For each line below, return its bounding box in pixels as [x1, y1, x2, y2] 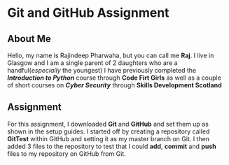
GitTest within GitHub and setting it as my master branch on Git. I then [7, 134, 210, 143]
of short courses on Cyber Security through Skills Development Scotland [7, 81, 222, 89]
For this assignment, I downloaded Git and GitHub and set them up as [7, 120, 209, 128]
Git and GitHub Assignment [7, 5, 169, 21]
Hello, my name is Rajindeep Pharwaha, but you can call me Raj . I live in [7, 51, 214, 59]
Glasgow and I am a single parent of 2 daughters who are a [7, 59, 178, 67]
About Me [7, 33, 51, 45]
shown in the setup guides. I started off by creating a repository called [7, 127, 210, 136]
